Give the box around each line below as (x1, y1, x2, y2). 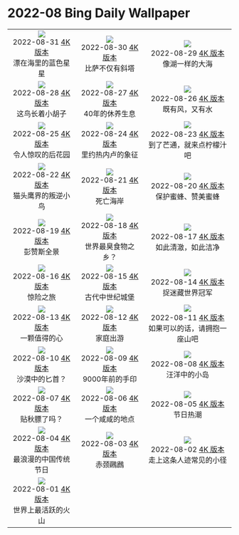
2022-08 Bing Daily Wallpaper (7, 5, 191, 21)
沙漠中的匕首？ (16, 374, 67, 384)
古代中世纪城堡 (84, 292, 135, 302)
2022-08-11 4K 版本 (150, 312, 225, 322)
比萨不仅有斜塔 (84, 63, 135, 73)
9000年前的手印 (83, 374, 137, 384)
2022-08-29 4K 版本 (150, 48, 225, 58)
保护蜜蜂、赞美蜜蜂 (155, 191, 221, 201)
